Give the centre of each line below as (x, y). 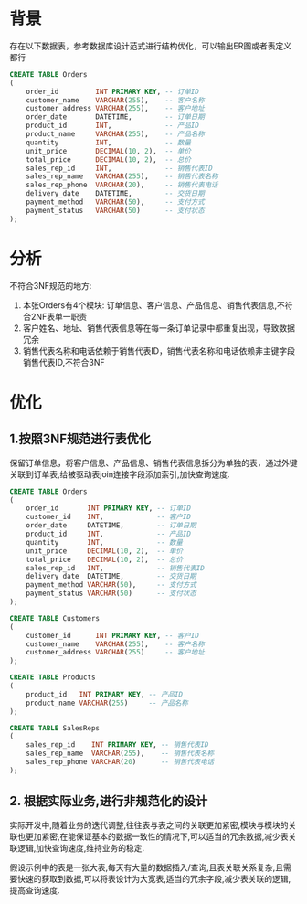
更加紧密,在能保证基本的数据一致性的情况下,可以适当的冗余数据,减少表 (157, 836)
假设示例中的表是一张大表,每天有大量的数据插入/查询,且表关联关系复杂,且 (147, 867)
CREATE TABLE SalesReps (55, 728)
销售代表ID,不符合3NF (64, 362)
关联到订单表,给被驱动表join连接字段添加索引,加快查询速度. (120, 474)
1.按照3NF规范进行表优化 (80, 439)
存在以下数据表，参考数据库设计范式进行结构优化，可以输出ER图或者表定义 (151, 46)
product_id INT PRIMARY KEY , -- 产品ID (105, 694)
